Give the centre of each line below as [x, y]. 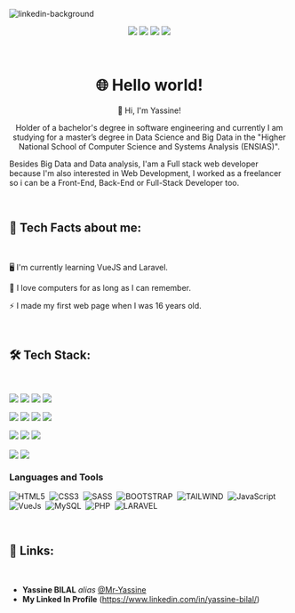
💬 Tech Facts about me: [76, 228]
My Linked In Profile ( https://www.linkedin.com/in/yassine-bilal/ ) [141, 599]
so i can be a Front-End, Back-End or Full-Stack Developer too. [124, 182]
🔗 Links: [32, 551]
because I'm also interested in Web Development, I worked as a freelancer [145, 173]
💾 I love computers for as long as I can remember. [100, 287]
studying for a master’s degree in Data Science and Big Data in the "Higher [149, 137]
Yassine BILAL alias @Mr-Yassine [84, 589]
